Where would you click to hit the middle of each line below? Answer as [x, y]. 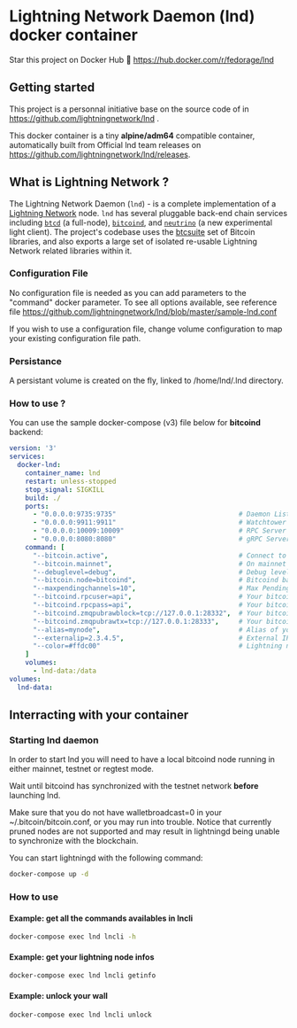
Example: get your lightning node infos [82, 957]
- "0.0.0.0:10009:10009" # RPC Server [160, 531]
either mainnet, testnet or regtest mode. [82, 769]
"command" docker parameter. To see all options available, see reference [143, 302]
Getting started [52, 87]
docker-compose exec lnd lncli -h [73, 937]
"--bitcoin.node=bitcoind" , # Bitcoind [155, 580]
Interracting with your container [99, 715]
